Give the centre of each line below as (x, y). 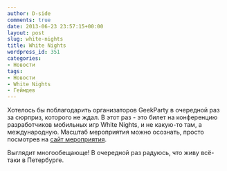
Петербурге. (46, 160)
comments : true (29, 20)
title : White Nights (37, 46)
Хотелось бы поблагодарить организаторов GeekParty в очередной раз (113, 110)
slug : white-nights (35, 39)
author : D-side (29, 13)
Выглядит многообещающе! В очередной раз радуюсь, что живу (103, 153)
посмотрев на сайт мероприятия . (57, 139)
